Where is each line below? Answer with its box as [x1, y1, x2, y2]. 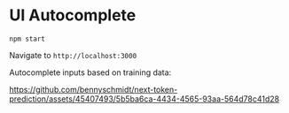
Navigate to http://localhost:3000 [9, 49, 137, 60]
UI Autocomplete [9, 5, 137, 26]
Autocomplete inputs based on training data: [9, 67, 172, 78]
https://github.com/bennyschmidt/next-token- [9, 84, 178, 94]
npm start [9, 34, 46, 43]
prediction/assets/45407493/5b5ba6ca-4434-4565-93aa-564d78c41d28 [9, 94, 280, 104]
